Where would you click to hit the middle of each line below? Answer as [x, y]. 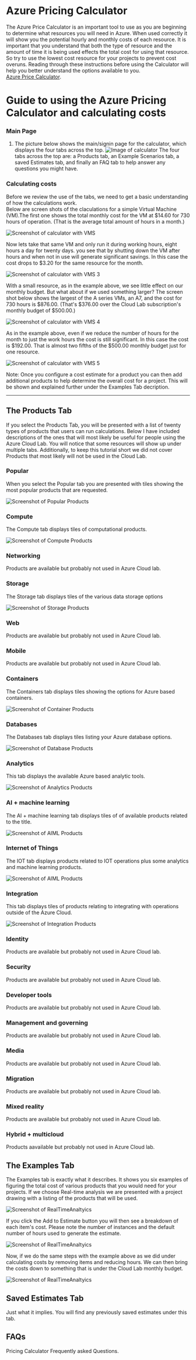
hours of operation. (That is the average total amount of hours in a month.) [95, 221]
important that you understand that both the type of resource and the [89, 46]
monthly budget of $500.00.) [41, 310]
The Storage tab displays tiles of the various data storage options [85, 596]
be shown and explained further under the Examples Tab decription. [88, 387]
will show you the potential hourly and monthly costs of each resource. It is [96, 39]
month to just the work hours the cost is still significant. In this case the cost [97, 339]
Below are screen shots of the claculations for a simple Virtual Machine [91, 209]
